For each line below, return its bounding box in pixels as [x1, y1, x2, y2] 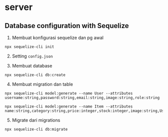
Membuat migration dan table [12, 81, 73, 87]
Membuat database [12, 63, 53, 68]
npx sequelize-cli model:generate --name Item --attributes [5, 104, 133, 109]
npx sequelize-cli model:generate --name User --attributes [5, 91, 133, 96]
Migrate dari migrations [12, 117, 61, 123]
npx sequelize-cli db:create [5, 72, 66, 77]
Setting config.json [12, 53, 53, 59]
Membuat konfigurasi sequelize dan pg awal [12, 34, 104, 40]
